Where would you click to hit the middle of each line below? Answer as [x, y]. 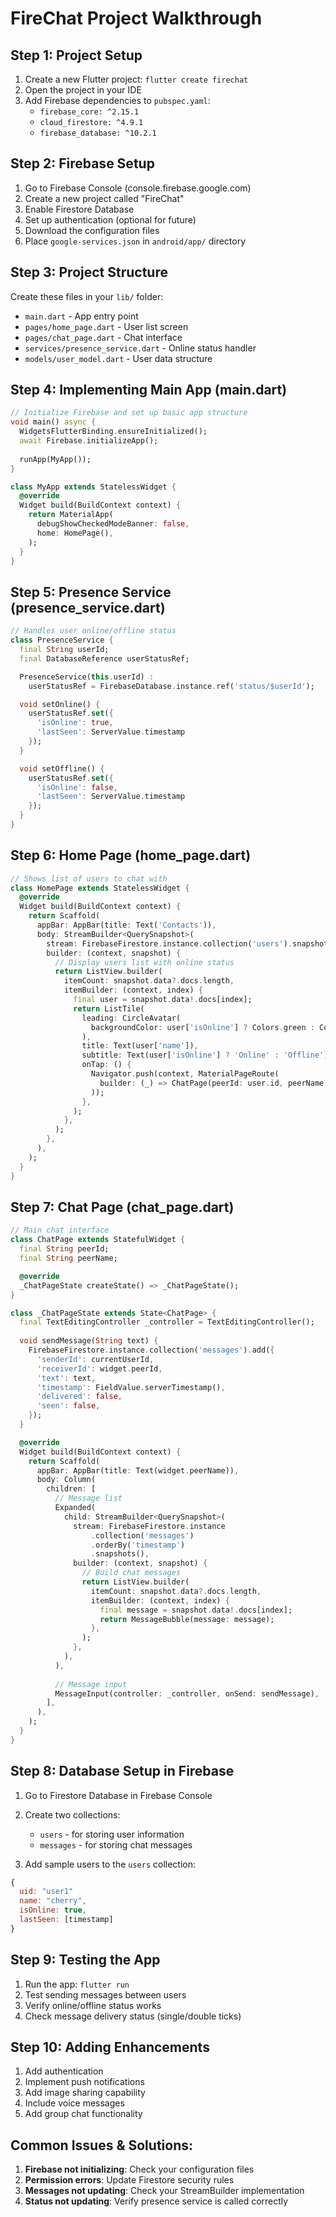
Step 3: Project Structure [89, 272]
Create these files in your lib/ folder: [87, 296]
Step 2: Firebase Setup [82, 163]
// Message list [88, 1498]
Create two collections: [72, 1814]
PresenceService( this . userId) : [87, 677]
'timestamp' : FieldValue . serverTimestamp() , [131, 1387]
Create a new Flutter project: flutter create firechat [136, 79]
